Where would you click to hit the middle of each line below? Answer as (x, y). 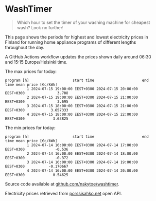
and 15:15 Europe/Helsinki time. (36, 62)
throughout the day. (25, 47)
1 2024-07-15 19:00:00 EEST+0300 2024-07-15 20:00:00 (82, 89)
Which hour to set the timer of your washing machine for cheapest (83, 22)
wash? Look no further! (40, 27)
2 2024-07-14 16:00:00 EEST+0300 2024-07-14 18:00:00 (82, 154)
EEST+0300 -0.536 (37, 149)
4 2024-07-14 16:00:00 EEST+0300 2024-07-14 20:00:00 (82, 171)
